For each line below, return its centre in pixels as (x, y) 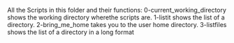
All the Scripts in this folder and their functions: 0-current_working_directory (117, 10)
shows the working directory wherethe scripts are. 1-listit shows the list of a (116, 17)
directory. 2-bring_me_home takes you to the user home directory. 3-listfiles (117, 25)
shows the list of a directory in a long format (71, 32)
